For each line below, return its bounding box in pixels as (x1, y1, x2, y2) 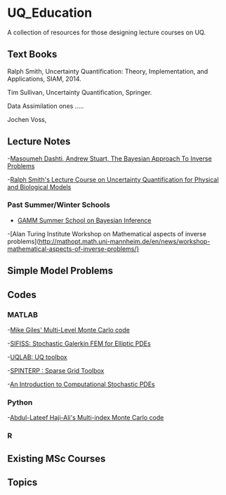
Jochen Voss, (7, 115, 47, 123)
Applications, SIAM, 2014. (7, 74, 82, 83)
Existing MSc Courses (7, 452, 106, 464)
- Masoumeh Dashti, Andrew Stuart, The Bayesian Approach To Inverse (7, 154, 212, 163)
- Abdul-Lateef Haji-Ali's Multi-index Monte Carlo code (7, 414, 164, 422)
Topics (7, 476, 38, 488)
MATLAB (7, 310, 39, 320)
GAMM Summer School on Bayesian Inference (17, 216, 152, 224)
